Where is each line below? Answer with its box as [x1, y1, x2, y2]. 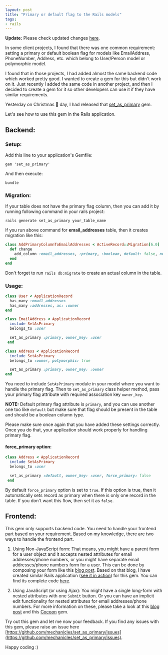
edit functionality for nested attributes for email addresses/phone [12, 598, 147, 604]
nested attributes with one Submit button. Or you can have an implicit [12, 592, 154, 599]
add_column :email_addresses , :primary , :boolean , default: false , [14, 251, 157, 256]
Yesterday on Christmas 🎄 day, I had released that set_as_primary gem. [5, 101, 152, 108]
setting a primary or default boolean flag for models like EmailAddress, [5, 50, 150, 56]
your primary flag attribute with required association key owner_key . [5, 391, 143, 397]
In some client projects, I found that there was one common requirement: [5, 45, 155, 51]
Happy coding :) [5, 644, 38, 650]
